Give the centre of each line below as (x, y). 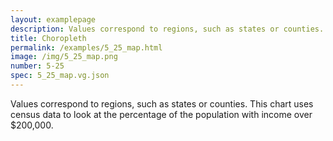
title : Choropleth (48, 38)
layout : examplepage (53, 19)
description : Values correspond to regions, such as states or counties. (167, 29)
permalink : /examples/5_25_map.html (86, 47)
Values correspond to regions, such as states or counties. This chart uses (162, 103)
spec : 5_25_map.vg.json (60, 76)
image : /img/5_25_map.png (64, 57)
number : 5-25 (37, 66)
